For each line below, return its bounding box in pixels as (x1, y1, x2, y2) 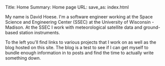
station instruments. (19, 30, 60, 35)
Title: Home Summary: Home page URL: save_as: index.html (5, 4, 129, 10)
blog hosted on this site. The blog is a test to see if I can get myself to (5, 45, 148, 50)
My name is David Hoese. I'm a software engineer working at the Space (5, 14, 153, 19)
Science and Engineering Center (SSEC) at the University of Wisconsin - (5, 19, 154, 25)
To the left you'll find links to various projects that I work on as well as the (5, 39, 156, 45)
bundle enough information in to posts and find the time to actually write (5, 50, 154, 56)
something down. (5, 55, 41, 61)
